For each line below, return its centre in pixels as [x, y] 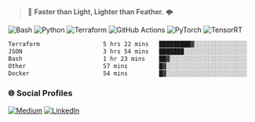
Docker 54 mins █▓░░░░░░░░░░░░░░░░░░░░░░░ [127, 74]
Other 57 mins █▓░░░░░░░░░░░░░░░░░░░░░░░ [127, 66]
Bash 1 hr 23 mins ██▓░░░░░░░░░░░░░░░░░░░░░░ [127, 59]
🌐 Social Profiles [40, 93]
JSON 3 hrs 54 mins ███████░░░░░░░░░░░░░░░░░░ [127, 51]
